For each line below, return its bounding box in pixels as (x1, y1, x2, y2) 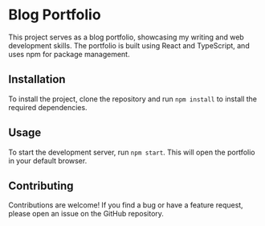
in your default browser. (8, 155, 88, 166)
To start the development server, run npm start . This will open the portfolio (8, 147, 255, 157)
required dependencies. (8, 102, 88, 112)
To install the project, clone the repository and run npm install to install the (8, 94, 257, 104)
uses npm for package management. (8, 49, 130, 59)
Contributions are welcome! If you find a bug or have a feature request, (8, 200, 243, 210)
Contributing (8, 179, 74, 192)
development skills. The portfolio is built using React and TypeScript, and (8, 40, 251, 50)
